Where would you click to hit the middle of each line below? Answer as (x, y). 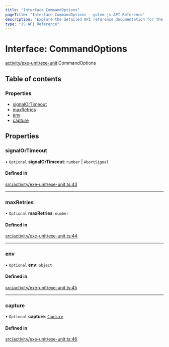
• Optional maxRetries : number (37, 213)
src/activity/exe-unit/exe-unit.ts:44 (41, 236)
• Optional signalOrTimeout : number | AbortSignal (57, 162)
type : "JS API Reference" (32, 24)
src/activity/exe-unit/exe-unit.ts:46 (41, 339)
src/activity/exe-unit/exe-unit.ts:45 (41, 287)
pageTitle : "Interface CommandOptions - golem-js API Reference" (75, 15)
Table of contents (33, 79)
